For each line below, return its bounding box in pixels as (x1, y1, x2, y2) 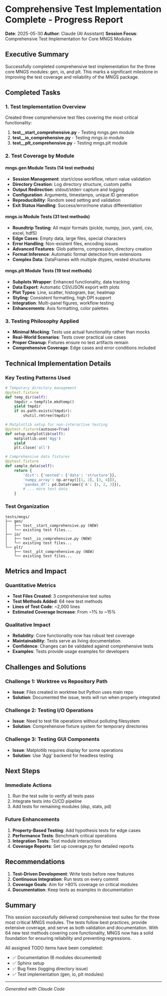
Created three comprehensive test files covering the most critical (5, 114, 138, 120)
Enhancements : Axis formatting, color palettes (12, 305, 109, 311)
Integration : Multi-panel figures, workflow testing (12, 300, 114, 306)
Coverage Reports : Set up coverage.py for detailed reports (12, 843, 134, 849)
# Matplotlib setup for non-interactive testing (5, 422, 108, 427)
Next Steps (5, 767, 40, 775)
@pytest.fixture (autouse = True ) (5, 427, 70, 432)
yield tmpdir (14, 404, 41, 409)
